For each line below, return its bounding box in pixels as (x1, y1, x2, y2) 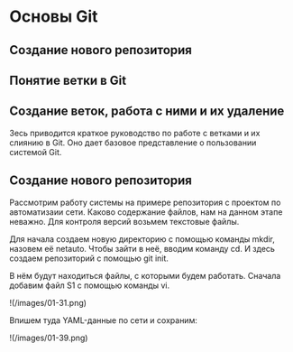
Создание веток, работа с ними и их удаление (9, 104, 285, 119)
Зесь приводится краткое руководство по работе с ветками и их (9, 127, 261, 138)
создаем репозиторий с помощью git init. (9, 253, 169, 264)
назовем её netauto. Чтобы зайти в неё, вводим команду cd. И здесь (9, 243, 275, 254)
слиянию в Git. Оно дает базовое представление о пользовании (9, 137, 257, 148)
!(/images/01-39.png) (9, 332, 88, 343)
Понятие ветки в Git (9, 72, 127, 88)
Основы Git (9, 6, 98, 27)
